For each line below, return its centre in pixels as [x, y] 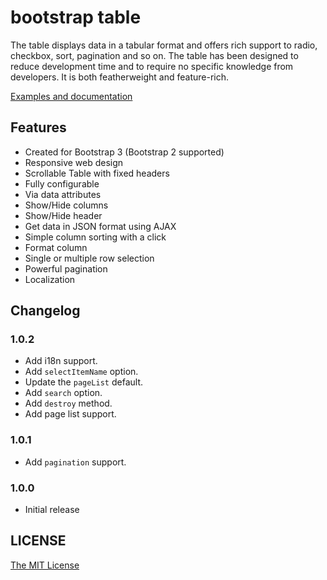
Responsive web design [74, 162]
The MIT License [45, 565]
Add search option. [63, 393]
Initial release [52, 510]
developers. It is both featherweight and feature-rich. [119, 77]
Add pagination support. [75, 462]
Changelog [45, 311]
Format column [56, 247]
